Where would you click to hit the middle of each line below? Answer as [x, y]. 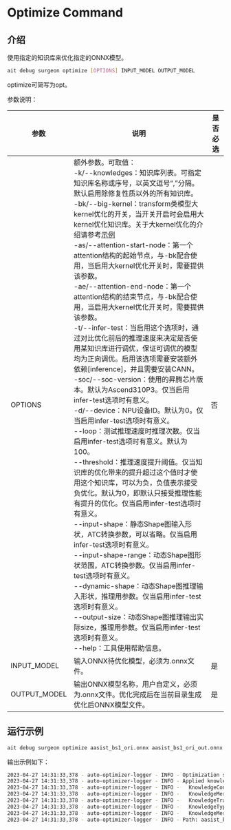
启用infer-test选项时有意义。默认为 [130, 441]
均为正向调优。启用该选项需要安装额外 [135, 358]
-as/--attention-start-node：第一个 [133, 245]
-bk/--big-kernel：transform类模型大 [136, 203]
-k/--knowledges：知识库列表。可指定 [137, 172]
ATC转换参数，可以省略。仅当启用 [142, 534]
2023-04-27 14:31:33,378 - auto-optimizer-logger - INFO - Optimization [113, 775]
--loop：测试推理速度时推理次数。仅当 [137, 430]
